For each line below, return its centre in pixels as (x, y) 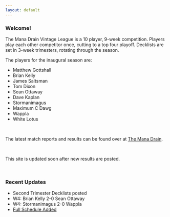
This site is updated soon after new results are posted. (63, 159)
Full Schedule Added (35, 210)
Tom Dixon (24, 86)
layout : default (23, 10)
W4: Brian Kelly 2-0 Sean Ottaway (49, 199)
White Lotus (25, 119)
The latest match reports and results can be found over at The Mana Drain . (84, 139)
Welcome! (18, 28)
